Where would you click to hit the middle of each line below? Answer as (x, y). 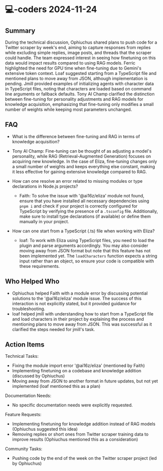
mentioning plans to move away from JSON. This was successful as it (82, 324)
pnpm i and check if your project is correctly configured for (78, 206)
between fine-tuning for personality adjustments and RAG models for (74, 99)
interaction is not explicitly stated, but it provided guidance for (74, 303)
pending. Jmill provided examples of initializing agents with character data (80, 84)
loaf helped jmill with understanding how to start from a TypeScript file (83, 314)
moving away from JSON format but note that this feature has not (85, 250)
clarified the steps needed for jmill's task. (54, 329)
